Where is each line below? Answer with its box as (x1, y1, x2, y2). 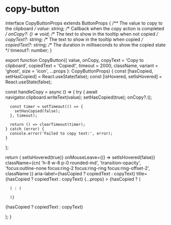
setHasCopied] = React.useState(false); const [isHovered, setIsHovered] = (5, 73, 162, 79)
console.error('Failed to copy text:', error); (10, 131, 113, 136)
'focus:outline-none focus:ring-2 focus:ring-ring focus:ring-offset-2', (5, 165, 150, 171)
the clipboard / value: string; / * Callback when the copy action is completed (5, 25, 164, 31)
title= (136, 170, 148, 176)
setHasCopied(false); (14, 108, 60, 114)
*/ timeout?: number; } (5, 47, 52, 53)
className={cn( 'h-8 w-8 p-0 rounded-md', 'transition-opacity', (5, 160, 141, 166)
